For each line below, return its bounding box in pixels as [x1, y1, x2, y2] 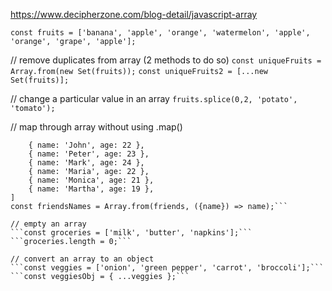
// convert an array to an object [10, 254, 155, 264]
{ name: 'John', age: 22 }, [28, 140, 145, 150]
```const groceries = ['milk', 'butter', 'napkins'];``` [10, 228, 253, 238]
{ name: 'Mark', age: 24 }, [28, 158, 145, 168]
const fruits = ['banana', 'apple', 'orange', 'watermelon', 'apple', [10, 28, 311, 38]
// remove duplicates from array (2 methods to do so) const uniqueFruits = [10, 54, 322, 66]
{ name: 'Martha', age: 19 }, [28, 184, 155, 194]
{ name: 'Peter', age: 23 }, [28, 149, 150, 159]
